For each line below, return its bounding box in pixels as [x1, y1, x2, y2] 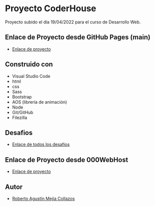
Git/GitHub [12, 109, 33, 115]
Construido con [5, 60, 53, 69]
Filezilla [12, 114, 28, 120]
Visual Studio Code [12, 73, 51, 79]
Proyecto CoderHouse [5, 3, 96, 14]
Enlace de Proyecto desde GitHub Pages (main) [5, 33, 151, 41]
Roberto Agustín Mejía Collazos [12, 196, 75, 201]
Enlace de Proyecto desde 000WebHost [5, 155, 128, 164]
